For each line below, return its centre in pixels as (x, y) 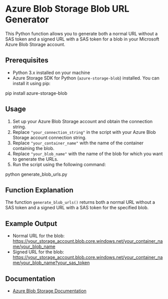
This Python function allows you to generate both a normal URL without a (81, 33)
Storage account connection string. (50, 137)
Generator (27, 20)
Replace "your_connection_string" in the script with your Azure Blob (84, 132)
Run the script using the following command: (59, 164)
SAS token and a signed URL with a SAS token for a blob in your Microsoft (82, 39)
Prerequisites (27, 61)
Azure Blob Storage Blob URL (68, 9)
